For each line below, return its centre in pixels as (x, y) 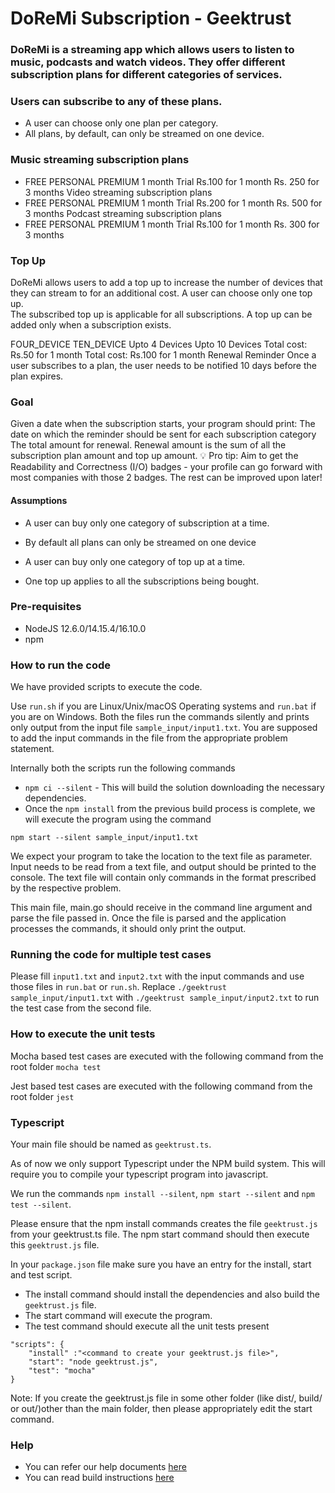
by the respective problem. (66, 888)
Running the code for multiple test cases (111, 955)
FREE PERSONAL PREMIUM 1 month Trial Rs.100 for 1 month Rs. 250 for (172, 181)
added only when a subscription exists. (91, 325)
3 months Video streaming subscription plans (118, 192)
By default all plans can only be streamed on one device (140, 542)
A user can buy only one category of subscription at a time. (147, 523)
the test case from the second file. (81, 1008)
